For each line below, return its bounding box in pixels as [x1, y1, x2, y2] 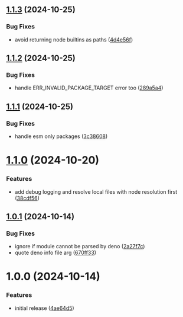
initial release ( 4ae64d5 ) [14, 305, 75, 312]
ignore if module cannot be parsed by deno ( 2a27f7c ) [14, 243, 145, 250]
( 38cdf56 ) [14, 194, 40, 201]
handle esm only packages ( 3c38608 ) [14, 133, 108, 140]
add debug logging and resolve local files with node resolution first [14, 188, 178, 195]
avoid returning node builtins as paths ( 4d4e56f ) [14, 36, 133, 43]
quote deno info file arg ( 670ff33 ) [14, 249, 96, 257]
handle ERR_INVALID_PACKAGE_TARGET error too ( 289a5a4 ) [14, 84, 164, 91]
